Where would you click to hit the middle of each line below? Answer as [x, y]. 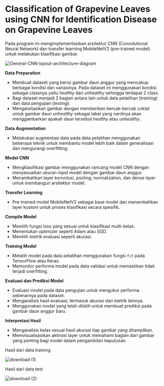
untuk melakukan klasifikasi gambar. [42, 54]
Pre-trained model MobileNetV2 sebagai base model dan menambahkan [85, 202]
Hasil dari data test [24, 369]
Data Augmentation [25, 128]
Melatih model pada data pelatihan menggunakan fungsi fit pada [79, 256]
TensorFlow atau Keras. [36, 260]
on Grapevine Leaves [49, 30]
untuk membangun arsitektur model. [49, 183]
